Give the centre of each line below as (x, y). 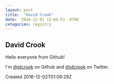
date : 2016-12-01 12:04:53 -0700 (42, 19)
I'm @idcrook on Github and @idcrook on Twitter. (57, 67)
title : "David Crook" (29, 15)
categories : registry (28, 24)
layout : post (19, 10)
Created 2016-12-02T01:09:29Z (39, 77)
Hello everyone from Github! (35, 57)
